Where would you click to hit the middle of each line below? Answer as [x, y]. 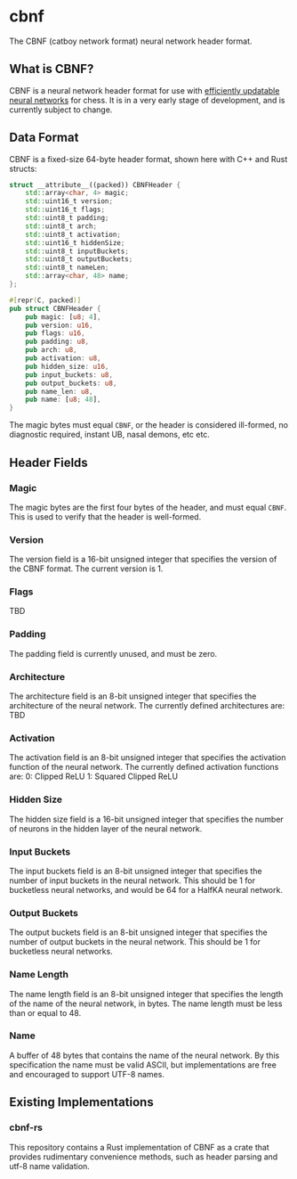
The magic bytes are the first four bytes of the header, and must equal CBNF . [148, 507]
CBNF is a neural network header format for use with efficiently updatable [144, 90]
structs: [23, 168]
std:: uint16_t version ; [69, 201]
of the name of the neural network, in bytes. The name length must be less [146, 1003]
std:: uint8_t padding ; [67, 218]
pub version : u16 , [59, 325]
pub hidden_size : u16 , [67, 366]
